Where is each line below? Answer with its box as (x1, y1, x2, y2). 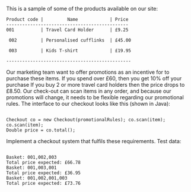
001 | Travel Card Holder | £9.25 (6, 27, 129, 33)
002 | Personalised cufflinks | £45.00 (8, 37, 132, 43)
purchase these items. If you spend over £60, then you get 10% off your (6, 75, 182, 82)
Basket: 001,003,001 (6, 165, 58, 171)
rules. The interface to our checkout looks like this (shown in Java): (6, 100, 170, 107)
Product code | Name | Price (6, 17, 129, 23)
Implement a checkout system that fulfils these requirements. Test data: (6, 138, 182, 144)
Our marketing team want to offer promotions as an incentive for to (6, 68, 170, 75)
